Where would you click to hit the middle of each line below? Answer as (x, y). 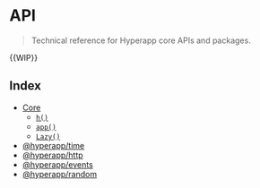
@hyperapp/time (53, 145)
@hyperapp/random (59, 174)
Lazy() (48, 137)
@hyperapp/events (58, 164)
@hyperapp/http (52, 155)
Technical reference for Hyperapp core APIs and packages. (141, 40)
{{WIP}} (24, 57)
